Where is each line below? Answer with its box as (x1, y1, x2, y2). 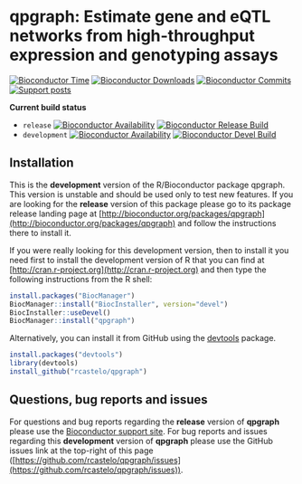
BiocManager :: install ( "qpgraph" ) (9, 317, 136, 326)
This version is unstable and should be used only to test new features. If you (9, 188, 294, 200)
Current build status (9, 101, 87, 112)
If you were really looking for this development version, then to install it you (9, 244, 289, 255)
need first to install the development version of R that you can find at (9, 254, 265, 265)
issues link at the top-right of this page (9, 445, 154, 456)
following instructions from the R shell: (9, 273, 153, 284)
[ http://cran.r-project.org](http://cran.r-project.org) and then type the (9, 264, 267, 275)
